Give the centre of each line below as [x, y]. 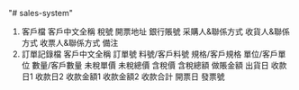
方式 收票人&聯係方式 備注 [70, 43]
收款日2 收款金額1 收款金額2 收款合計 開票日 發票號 [130, 76]
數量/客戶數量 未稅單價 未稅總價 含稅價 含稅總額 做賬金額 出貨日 [150, 65]
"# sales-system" [41, 13]
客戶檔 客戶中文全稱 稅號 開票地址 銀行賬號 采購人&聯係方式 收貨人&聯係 [155, 31]
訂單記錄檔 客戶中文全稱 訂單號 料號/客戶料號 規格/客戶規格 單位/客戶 [149, 54]
